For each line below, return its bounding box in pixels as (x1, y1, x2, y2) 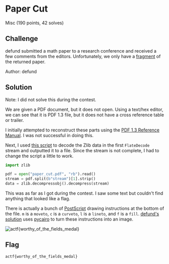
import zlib (5, 162, 30, 167)
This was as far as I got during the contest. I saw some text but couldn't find (5, 190, 163, 196)
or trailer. (5, 117, 24, 123)
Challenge (5, 34, 38, 43)
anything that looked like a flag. (5, 196, 71, 202)
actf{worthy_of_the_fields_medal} (5, 254, 78, 259)
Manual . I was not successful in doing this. (5, 132, 94, 138)
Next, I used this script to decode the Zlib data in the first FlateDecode (5, 142, 150, 148)
